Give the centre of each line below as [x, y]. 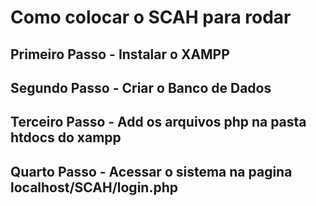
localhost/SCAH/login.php [94, 187]
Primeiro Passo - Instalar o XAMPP [120, 54]
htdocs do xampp [66, 137]
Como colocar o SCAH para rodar [151, 17]
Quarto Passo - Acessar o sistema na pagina [151, 171]
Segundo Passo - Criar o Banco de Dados [141, 87]
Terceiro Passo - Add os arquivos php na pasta [158, 122]
